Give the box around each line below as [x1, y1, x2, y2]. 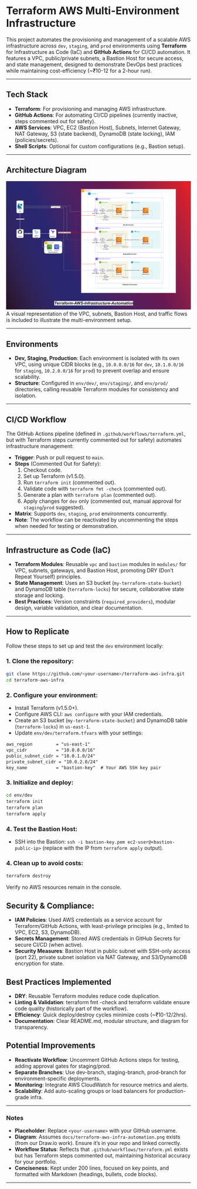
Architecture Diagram [6, 165, 87, 175]
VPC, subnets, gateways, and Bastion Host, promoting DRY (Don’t [14, 567, 174, 574]
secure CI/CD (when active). [14, 941, 83, 949]
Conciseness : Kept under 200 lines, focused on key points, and [14, 1164, 169, 1171]
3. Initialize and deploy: [6, 778, 74, 787]
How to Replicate [6, 626, 69, 637]
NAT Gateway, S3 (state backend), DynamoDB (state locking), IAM [14, 130, 175, 137]
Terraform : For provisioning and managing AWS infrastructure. [14, 105, 167, 112]
